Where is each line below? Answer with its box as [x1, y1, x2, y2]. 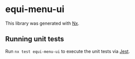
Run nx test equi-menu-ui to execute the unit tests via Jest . [5, 48, 130, 54]
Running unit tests [5, 35, 64, 43]
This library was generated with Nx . [5, 20, 79, 26]
